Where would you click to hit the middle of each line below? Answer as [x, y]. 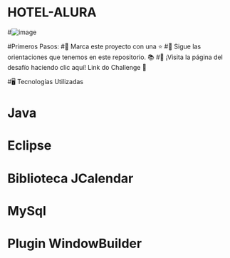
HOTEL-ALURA [52, 12]
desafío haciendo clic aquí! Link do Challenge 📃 [77, 67]
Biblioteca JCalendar [70, 178]
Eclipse [30, 146]
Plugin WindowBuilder [75, 243]
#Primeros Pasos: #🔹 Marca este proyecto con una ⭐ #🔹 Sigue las [104, 46]
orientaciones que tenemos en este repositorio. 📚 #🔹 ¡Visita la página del [115, 57]
